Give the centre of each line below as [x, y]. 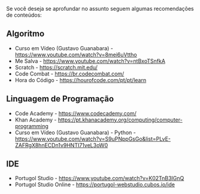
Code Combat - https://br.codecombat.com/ [69, 74]
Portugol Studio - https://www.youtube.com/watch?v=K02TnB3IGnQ [99, 178]
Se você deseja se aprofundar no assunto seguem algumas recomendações [100, 9]
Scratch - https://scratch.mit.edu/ [56, 67]
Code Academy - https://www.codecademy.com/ [75, 113]
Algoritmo [25, 34]
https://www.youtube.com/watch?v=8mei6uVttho [76, 54]
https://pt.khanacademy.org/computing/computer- [120, 120]
